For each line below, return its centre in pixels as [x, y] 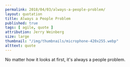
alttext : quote [20, 46]
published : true [21, 23]
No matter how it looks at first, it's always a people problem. [65, 59]
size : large [17, 37]
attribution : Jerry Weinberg [35, 32]
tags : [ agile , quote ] [29, 28]
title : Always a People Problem [38, 18]
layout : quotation [24, 14]
